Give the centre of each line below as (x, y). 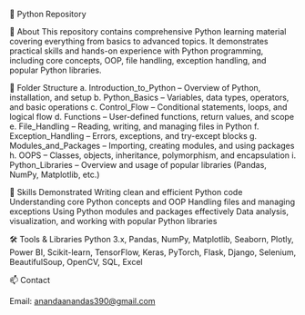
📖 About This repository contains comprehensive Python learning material (148, 31)
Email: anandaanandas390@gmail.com (82, 301)
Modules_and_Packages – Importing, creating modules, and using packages (152, 146)
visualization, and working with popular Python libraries (113, 221)
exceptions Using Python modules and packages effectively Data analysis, (149, 212)
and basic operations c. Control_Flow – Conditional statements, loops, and (148, 107)
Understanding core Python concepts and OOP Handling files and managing (152, 202)
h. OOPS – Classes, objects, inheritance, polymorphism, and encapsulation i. (153, 155)
